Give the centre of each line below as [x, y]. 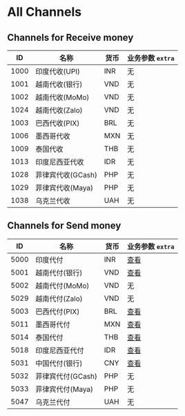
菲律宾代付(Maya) [65, 389]
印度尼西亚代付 [60, 350]
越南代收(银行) [59, 85]
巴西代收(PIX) [58, 123]
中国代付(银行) [59, 363]
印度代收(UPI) [58, 71]
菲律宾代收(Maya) [65, 188]
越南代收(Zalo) [59, 110]
